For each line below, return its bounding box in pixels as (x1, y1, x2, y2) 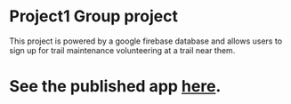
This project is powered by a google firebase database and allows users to (9, 36, 283, 46)
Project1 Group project (9, 6, 178, 27)
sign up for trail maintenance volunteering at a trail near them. (9, 44, 236, 55)
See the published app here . (9, 76, 222, 97)
